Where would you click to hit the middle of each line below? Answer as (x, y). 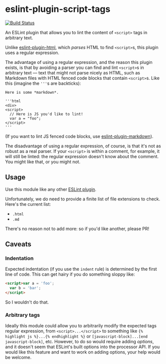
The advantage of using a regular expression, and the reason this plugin (79, 62)
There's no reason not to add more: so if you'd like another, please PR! (77, 229)
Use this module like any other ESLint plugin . (51, 189)
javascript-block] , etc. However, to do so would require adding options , (80, 342)
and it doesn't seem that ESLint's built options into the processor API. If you (83, 347)
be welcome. (18, 358)
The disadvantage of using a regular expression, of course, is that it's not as (83, 146)
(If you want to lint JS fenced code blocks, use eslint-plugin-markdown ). (79, 136)
